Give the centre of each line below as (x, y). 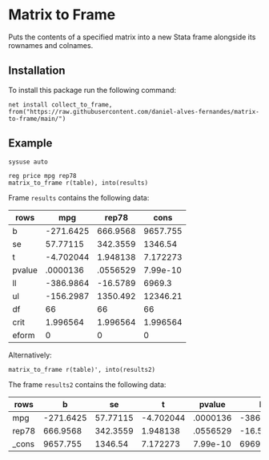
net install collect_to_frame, (60, 105)
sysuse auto (28, 162)
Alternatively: (30, 355)
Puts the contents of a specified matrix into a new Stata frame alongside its (132, 37)
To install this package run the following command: (92, 90)
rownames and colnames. (51, 45)
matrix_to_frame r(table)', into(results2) (82, 369)
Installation (37, 71)
